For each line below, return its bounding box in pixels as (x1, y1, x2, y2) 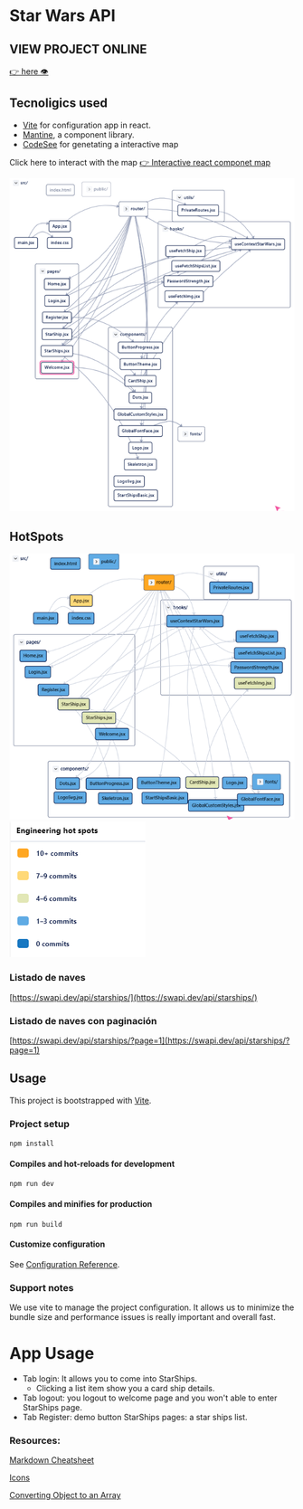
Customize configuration (9, 1239, 106, 1249)
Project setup (9, 1117, 70, 1130)
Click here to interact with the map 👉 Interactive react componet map (9, 157, 271, 167)
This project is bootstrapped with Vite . (9, 1095, 152, 1106)
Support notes (9, 1281, 74, 1294)
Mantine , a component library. (22, 128, 135, 140)
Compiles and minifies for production (9, 1198, 153, 1209)
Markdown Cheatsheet (9, 1455, 95, 1466)
